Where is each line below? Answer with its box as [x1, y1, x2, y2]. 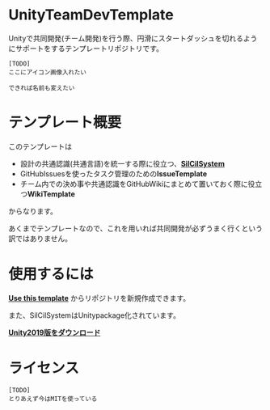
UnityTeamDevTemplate [8, 6, 174, 24]
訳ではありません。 [8, 233, 73, 243]
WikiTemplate [27, 188, 75, 199]
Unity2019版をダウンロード [8, 328, 101, 337]
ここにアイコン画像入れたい [8, 68, 86, 76]
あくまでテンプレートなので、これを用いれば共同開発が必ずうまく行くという [8, 223, 264, 233]
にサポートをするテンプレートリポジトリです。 [8, 43, 164, 53]
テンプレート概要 [8, 113, 122, 132]
